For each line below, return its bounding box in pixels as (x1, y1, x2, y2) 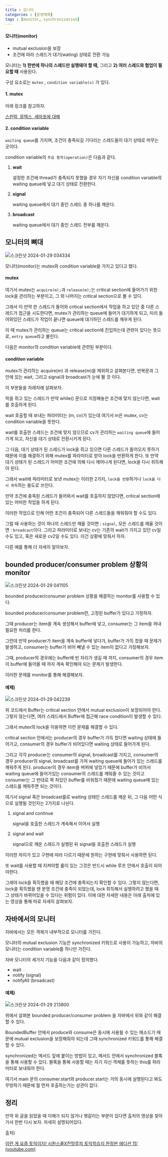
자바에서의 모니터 (5, 915, 56, 923)
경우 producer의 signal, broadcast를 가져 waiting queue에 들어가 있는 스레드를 (5, 758, 162, 764)
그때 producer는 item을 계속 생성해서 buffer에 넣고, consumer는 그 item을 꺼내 (5, 621, 161, 627)
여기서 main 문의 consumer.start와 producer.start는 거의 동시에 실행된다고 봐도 (5, 1076, 162, 1082)
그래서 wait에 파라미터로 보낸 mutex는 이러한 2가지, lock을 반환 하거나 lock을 (5, 476, 155, 482)
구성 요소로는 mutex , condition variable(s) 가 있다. (5, 79, 110, 85)
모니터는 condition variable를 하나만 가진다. (5, 946, 92, 952)
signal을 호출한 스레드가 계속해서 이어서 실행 (12, 821, 100, 827)
